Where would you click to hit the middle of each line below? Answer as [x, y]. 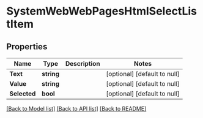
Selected [23, 94]
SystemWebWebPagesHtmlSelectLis [102, 11]
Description [83, 64]
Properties [27, 47]
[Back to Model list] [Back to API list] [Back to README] [76, 109]
